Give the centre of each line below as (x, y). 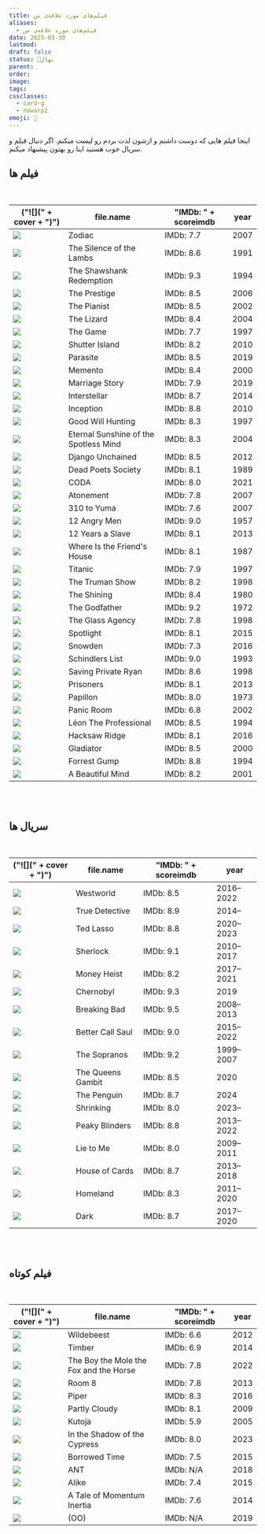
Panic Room (90, 710)
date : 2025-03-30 (37, 37)
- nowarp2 (32, 111)
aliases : (23, 23)
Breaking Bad (101, 1009)
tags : (18, 89)
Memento (86, 370)
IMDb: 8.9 (161, 911)
